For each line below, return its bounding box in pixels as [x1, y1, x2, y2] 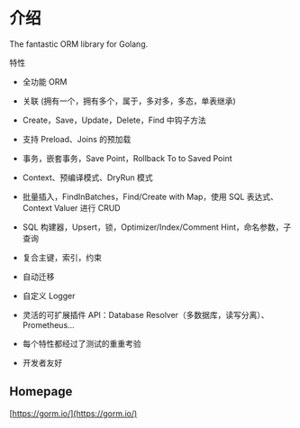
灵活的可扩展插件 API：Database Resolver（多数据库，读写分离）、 [22, 309, 269, 320]
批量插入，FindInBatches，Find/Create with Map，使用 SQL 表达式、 [22, 191, 279, 202]
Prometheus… [22, 319, 75, 330]
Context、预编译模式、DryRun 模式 [22, 172, 153, 183]
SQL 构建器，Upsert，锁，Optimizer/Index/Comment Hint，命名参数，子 [22, 222, 292, 232]
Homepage [9, 384, 73, 399]
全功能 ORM [22, 76, 68, 87]
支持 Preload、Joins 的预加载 [22, 133, 132, 144]
